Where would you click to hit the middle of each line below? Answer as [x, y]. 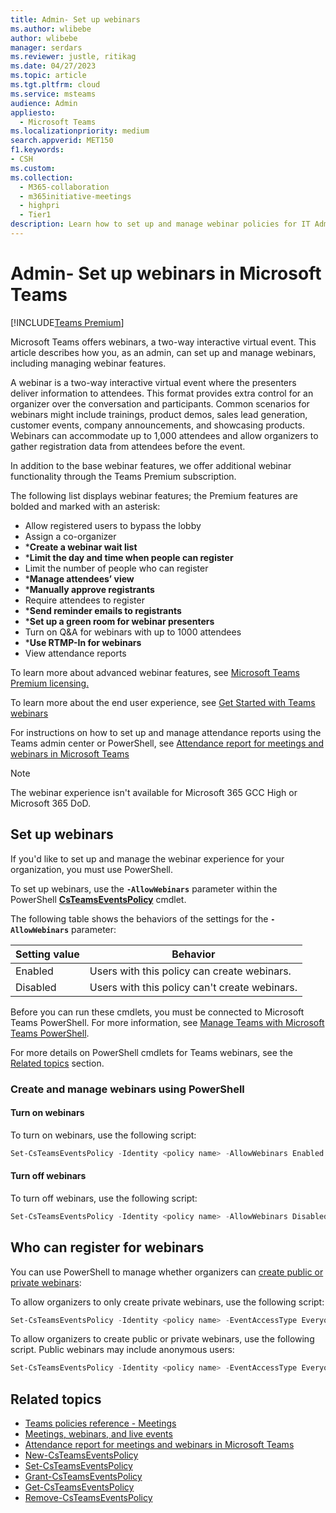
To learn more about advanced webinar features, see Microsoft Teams [155, 672]
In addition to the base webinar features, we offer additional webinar [151, 465]
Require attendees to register [84, 600]
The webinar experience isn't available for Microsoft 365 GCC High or [154, 792]
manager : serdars [46, 47]
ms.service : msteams [53, 94]
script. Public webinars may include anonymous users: [122, 1350]
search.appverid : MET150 [62, 141]
